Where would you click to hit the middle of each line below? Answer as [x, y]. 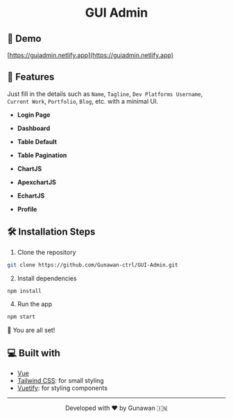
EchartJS [31, 196]
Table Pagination [42, 155]
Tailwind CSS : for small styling [60, 381]
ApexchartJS [37, 182]
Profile [27, 209]
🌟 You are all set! [31, 330]
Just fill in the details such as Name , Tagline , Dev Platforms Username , [105, 94]
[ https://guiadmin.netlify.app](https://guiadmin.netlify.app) [90, 55]
